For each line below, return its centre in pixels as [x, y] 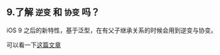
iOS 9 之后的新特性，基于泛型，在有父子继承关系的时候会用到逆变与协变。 [112, 30]
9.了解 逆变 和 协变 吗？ [53, 12]
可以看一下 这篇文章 [34, 45]
